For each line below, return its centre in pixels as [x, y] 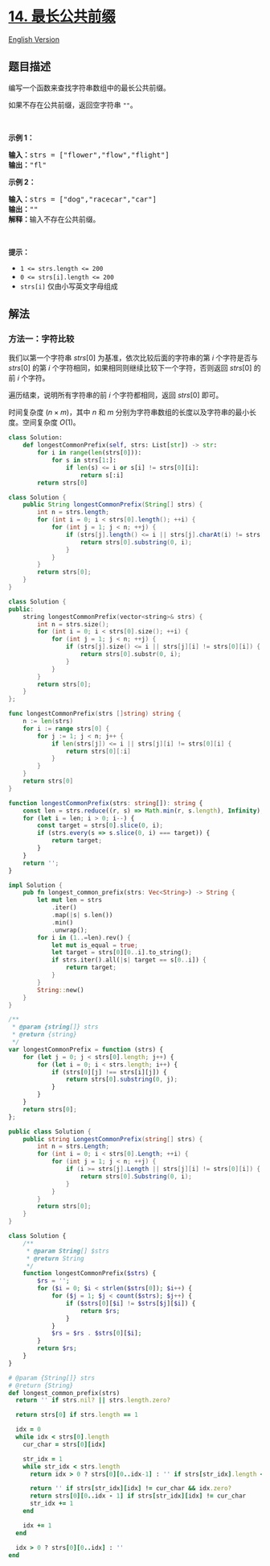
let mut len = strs [70, 900]
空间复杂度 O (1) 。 [51, 422]
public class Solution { [50, 1132]
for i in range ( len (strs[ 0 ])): [90, 453]
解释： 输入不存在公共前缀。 [54, 219]
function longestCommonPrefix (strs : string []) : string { [106, 803]
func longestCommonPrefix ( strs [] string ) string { [95, 714]
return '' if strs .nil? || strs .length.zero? [93, 1400]
